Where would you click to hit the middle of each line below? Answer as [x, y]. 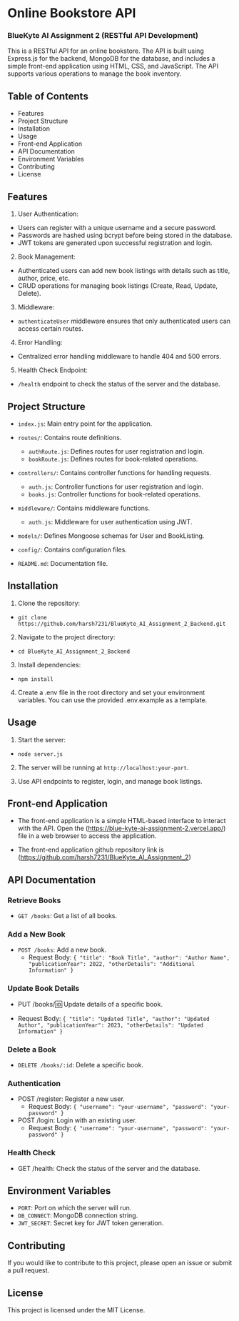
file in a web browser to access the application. [87, 836]
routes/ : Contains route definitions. [70, 437]
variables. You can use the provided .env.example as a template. [112, 700]
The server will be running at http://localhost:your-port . [103, 767]
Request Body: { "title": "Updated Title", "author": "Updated [114, 1018]
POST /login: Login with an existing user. [77, 1120]
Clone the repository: [49, 603]
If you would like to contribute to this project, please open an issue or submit [120, 1263]
